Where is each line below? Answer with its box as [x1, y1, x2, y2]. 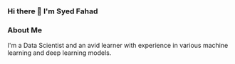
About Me [7, 25, 43, 34]
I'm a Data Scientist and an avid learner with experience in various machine [7, 41, 229, 50]
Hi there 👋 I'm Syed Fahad [7, 6, 98, 16]
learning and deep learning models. [7, 49, 112, 57]
